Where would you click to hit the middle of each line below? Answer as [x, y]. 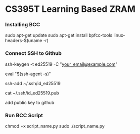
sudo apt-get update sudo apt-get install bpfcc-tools [59, 35]
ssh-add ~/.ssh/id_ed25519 [33, 83]
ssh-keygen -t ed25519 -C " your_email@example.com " [61, 64]
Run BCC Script [24, 115]
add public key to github [30, 102]
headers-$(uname [24, 41]
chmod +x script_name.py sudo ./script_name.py [55, 126]
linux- [119, 35]
